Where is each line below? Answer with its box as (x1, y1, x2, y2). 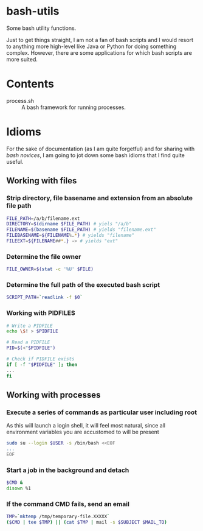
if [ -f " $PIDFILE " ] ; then (6, 361, 78, 368)
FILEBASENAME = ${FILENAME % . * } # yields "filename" (6, 233, 135, 239)
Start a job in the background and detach (6, 466, 129, 474)
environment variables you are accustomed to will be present (6, 428, 159, 436)
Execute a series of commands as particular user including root (6, 408, 198, 417)
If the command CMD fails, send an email (6, 499, 129, 508)
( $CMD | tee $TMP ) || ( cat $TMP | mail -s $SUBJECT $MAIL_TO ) (6, 519, 167, 526)
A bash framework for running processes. (21, 104, 126, 111)
